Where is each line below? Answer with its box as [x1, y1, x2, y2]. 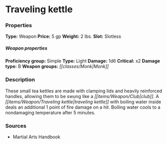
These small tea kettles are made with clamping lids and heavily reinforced [5, 88, 162, 94]
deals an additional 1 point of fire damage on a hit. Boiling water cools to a [5, 104, 161, 110]
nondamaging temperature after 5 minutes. [5, 109, 96, 115]
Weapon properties [5, 45, 47, 52]
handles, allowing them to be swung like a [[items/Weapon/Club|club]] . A [5, 93, 159, 99]
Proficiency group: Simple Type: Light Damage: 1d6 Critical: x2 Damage [5, 58, 160, 64]
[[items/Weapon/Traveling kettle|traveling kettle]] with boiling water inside [5, 99, 161, 105]
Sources [5, 122, 27, 129]
